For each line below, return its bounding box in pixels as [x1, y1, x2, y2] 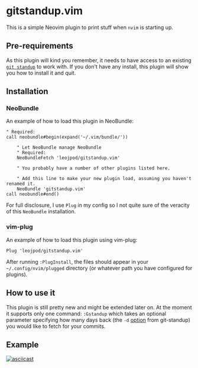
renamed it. [6, 181, 35, 187]
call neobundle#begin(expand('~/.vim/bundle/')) [6, 135, 128, 140]
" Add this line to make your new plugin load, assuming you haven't [17, 176, 192, 182]
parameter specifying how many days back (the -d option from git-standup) [6, 316, 191, 324]
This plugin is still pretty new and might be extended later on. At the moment [6, 303, 192, 311]
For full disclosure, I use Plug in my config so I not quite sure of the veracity [6, 201, 190, 209]
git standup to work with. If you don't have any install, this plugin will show [6, 63, 189, 70]
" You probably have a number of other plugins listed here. [17, 165, 170, 171]
